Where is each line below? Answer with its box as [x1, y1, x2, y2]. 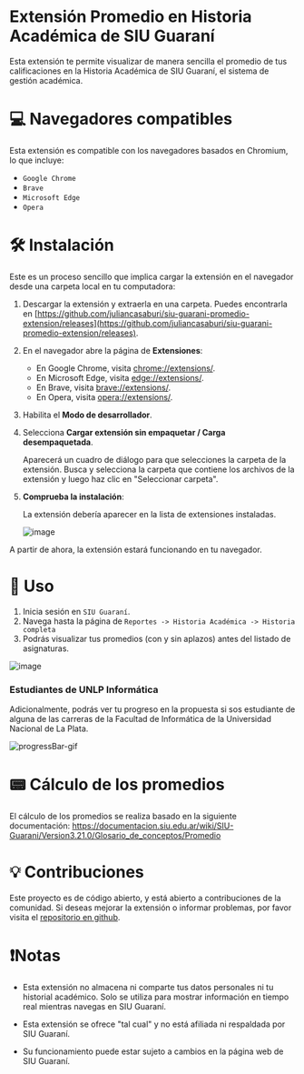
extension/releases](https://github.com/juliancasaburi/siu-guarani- [22, 317, 273, 328]
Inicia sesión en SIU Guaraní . [22, 606, 131, 617]
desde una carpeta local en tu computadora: [9, 280, 176, 292]
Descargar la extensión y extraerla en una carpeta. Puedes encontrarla [22, 298, 288, 309]
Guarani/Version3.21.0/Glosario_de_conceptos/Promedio [9, 829, 221, 840]
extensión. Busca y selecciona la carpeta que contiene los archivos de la [22, 464, 295, 475]
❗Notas [9, 946, 61, 966]
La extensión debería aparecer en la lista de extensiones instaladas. [22, 508, 277, 519]
